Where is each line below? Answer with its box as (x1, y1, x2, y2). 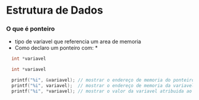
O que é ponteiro (6, 25, 55, 33)
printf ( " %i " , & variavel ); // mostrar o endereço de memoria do (11, 78, 171, 83)
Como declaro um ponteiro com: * (14, 44, 98, 51)
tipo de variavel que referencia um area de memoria (14, 38, 142, 45)
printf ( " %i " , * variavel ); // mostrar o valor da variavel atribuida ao (11, 88, 192, 94)
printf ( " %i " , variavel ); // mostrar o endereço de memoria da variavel (11, 83, 195, 89)
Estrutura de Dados (6, 4, 104, 17)
